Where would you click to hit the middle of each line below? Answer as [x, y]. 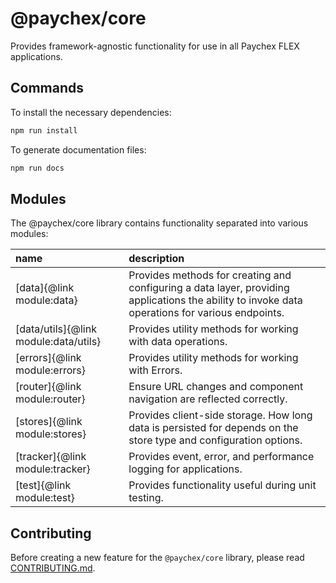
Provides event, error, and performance [221, 457]
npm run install [44, 130]
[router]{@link [48, 387]
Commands [47, 88]
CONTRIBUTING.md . [53, 568]
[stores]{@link [49, 422]
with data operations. [178, 342]
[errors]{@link [48, 358]
